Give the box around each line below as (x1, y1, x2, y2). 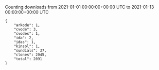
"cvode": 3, (14, 27, 38, 32)
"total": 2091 (14, 56, 42, 61)
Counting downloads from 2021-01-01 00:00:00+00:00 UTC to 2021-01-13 (5, 4, 154, 10)
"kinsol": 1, (14, 44, 40, 49)
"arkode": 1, (14, 23, 40, 28)
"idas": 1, (14, 40, 36, 44)
